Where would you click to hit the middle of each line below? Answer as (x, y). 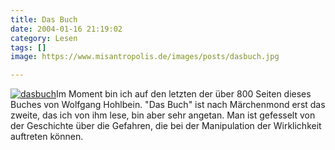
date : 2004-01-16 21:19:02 (66, 29)
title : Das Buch (44, 19)
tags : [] (28, 47)
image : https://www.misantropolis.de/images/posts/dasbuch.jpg (145, 57)
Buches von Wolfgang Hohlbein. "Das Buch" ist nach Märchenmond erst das (168, 105)
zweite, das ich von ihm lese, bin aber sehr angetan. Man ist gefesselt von (163, 115)
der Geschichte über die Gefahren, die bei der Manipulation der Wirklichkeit (166, 126)
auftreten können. (47, 137)
